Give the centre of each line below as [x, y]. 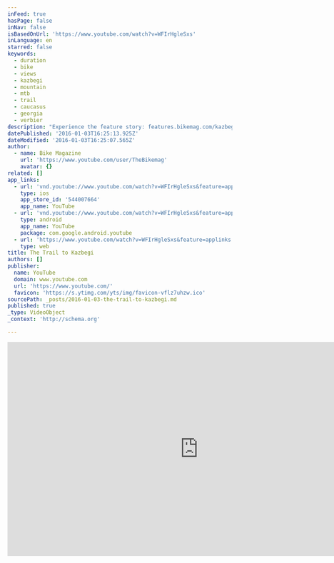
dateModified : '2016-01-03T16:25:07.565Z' [71, 140]
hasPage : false [30, 21]
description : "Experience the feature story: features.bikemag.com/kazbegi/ [124, 127]
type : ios [35, 193]
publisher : [24, 266]
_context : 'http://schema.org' [54, 319]
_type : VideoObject [36, 313]
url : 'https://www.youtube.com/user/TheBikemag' [94, 160]
